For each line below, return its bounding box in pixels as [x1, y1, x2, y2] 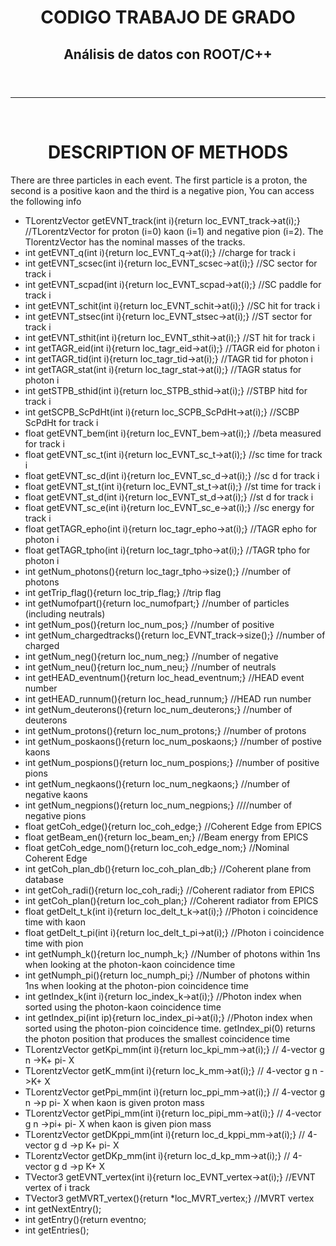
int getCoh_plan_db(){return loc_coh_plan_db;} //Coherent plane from [24, 862, 312, 875]
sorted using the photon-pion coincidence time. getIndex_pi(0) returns [24, 1022, 316, 1034]
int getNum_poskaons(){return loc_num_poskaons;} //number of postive [24, 735, 322, 747]
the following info [10, 195, 82, 207]
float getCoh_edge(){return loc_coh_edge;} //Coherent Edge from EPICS [24, 820, 323, 832]
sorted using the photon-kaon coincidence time [24, 1001, 222, 1013]
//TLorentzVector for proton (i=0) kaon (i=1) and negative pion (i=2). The [24, 225, 324, 237]
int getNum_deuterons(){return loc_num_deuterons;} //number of [24, 703, 293, 715]
